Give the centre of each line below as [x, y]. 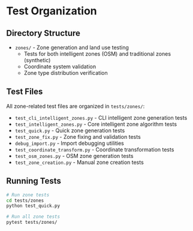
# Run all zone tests [33, 217]
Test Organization [52, 11]
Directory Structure [43, 33]
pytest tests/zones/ [32, 223]
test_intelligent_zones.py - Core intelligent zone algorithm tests [96, 124]
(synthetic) [37, 60]
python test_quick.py [33, 206]
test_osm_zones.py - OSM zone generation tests [74, 156]
